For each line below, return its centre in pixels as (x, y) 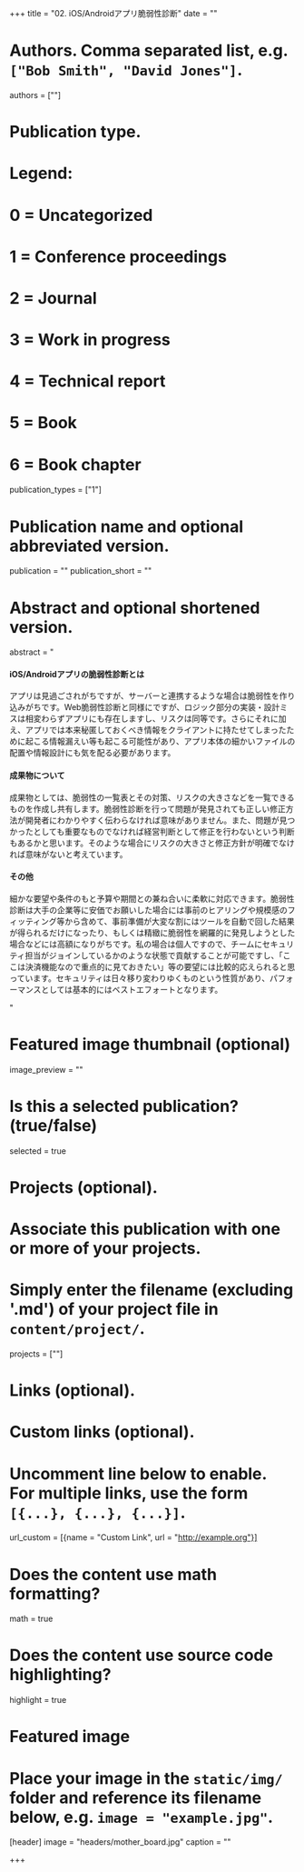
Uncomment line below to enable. (138, 1473)
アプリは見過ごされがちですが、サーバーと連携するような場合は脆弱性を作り (152, 696)
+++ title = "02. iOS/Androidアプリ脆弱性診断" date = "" (113, 13)
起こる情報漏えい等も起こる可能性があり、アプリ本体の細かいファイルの (160, 741)
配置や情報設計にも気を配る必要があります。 (93, 753)
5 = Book (43, 423)
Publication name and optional (127, 526)
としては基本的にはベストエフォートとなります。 (132, 989)
